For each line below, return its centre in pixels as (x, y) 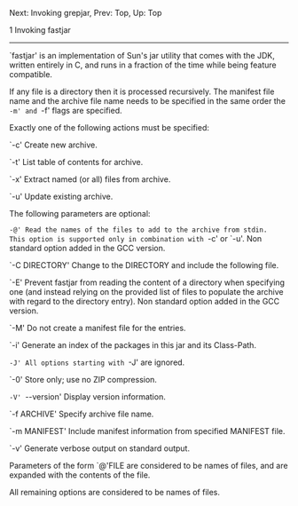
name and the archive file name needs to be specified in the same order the (148, 101)
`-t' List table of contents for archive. (76, 162)
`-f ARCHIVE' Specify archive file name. (82, 414)
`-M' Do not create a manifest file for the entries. (98, 328)
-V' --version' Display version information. (87, 397)
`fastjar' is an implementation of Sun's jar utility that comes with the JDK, (142, 55)
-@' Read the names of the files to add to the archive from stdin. (138, 230)
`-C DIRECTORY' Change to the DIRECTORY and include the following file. (144, 265)
